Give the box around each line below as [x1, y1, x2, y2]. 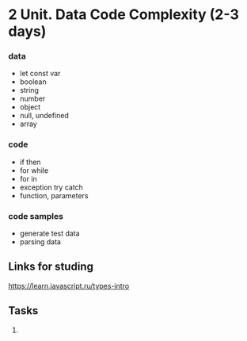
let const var [19, 69, 61, 79]
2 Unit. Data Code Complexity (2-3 [8, 6, 239, 24]
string [19, 86, 40, 95]
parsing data [19, 237, 62, 247]
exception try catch [19, 182, 83, 192]
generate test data [19, 228, 81, 239]
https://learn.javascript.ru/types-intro [8, 281, 130, 290]
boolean [19, 77, 47, 86]
